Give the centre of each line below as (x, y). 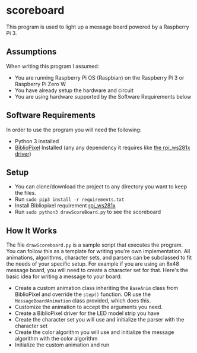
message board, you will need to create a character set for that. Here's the (97, 270)
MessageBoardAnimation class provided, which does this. (83, 301)
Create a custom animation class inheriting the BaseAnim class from (96, 288)
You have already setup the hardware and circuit (74, 90)
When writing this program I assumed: (53, 66)
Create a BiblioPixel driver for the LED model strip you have (87, 313)
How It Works (32, 230)
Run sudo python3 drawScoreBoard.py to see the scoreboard (88, 212)
